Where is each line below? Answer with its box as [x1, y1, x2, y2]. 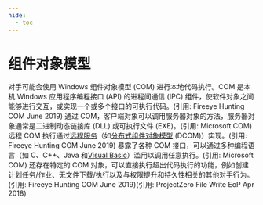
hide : [8, 11, 26, 20]
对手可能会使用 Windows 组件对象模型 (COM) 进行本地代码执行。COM [8, 82, 236, 92]
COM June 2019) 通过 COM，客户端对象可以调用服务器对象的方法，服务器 [8, 111, 249, 121]
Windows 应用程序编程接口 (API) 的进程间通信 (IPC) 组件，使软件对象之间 [16, 92, 254, 102]
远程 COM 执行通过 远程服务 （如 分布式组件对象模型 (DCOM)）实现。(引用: [8, 131, 247, 141]
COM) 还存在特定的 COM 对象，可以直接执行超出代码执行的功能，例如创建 [8, 160, 250, 170]
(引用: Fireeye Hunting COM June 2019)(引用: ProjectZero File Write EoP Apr [8, 180, 255, 189]
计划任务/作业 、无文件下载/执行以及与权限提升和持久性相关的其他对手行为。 [8, 170, 254, 180]
